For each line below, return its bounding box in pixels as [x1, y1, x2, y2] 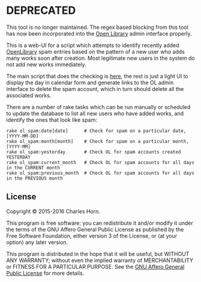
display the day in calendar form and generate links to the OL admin [6, 79, 174, 86]
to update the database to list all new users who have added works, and [6, 110, 184, 117]
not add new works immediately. [6, 61, 87, 68]
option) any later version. [6, 239, 68, 246]
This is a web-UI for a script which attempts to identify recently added [6, 42, 179, 49]
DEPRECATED [6, 4, 76, 17]
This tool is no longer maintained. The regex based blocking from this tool [6, 23, 189, 31]
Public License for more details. [6, 269, 85, 277]
